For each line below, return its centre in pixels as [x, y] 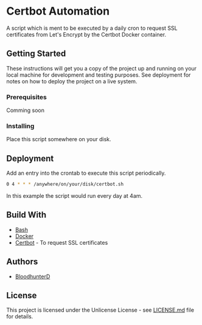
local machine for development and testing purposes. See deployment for [99, 75]
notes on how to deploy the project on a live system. [72, 81]
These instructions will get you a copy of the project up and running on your [101, 68]
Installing [20, 126]
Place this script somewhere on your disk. [59, 139]
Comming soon [25, 110]
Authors [22, 262]
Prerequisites [26, 97]
